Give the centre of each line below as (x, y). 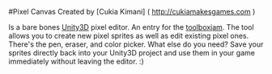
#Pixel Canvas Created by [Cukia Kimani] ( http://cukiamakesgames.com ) (132, 12)
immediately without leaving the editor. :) (76, 61)
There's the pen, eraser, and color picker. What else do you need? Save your (136, 44)
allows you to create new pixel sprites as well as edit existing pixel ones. (129, 36)
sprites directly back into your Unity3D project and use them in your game (132, 53)
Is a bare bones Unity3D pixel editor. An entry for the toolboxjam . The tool (131, 27)
